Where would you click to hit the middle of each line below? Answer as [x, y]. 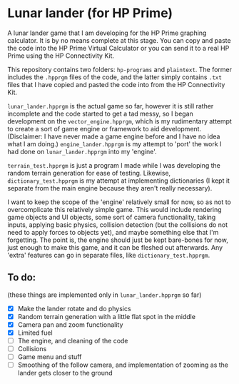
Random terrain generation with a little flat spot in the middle [107, 316]
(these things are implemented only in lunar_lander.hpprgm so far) [105, 295]
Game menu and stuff [50, 357]
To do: [22, 277]
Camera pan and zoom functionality [70, 324]
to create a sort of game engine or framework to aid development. [105, 128]
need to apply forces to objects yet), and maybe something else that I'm [113, 232]
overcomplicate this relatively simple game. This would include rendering [115, 209]
